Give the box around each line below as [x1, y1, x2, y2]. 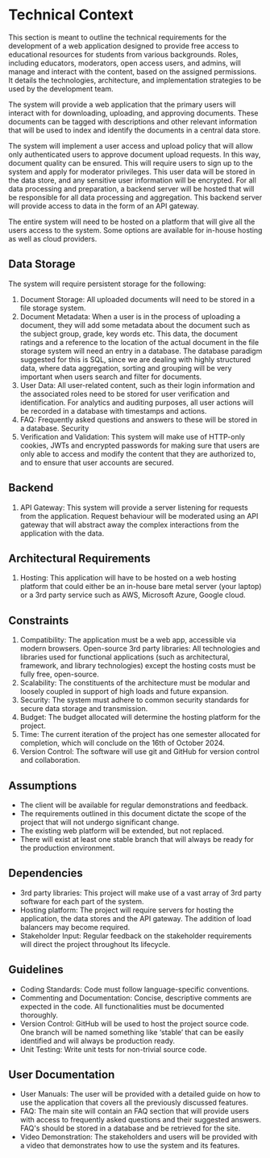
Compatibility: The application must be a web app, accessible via [19, 635, 236, 645]
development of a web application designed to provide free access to [8, 40, 239, 50]
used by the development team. [8, 83, 114, 94]
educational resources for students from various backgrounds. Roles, [8, 49, 239, 59]
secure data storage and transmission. [19, 704, 148, 714]
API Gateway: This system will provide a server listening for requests [19, 503, 248, 512]
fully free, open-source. [19, 669, 99, 680]
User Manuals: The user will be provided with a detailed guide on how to [19, 1089, 260, 1099]
